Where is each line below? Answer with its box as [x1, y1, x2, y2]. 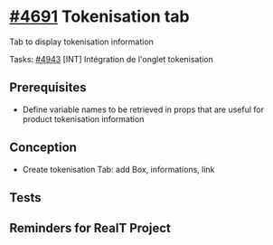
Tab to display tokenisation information [9, 36, 154, 47]
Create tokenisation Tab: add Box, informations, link [22, 164, 215, 174]
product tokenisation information [22, 113, 145, 124]
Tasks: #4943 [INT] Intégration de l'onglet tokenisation [9, 53, 214, 64]
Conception [9, 140, 77, 155]
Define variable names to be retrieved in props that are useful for [22, 104, 265, 115]
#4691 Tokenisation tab [9, 6, 190, 27]
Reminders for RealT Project [9, 221, 172, 236]
